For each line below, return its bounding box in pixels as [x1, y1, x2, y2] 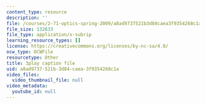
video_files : [6, 72, 40, 78]
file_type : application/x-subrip [6, 32, 92, 38]
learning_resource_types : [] [6, 37, 81, 43]
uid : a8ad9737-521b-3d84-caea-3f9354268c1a [6, 65, 120, 72]
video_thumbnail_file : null [12, 77, 84, 83]
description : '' [6, 15, 48, 21]
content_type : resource [6, 9, 67, 15]
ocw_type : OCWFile [6, 49, 53, 55]
